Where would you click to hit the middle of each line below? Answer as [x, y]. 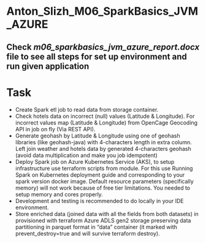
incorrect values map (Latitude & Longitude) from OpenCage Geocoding [106, 122]
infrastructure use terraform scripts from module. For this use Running [104, 168]
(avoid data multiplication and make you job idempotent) [86, 155]
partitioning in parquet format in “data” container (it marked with [96, 227]
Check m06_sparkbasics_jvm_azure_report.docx [103, 47]
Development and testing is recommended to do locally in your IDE [99, 201]
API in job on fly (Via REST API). [55, 129]
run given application [48, 66]
